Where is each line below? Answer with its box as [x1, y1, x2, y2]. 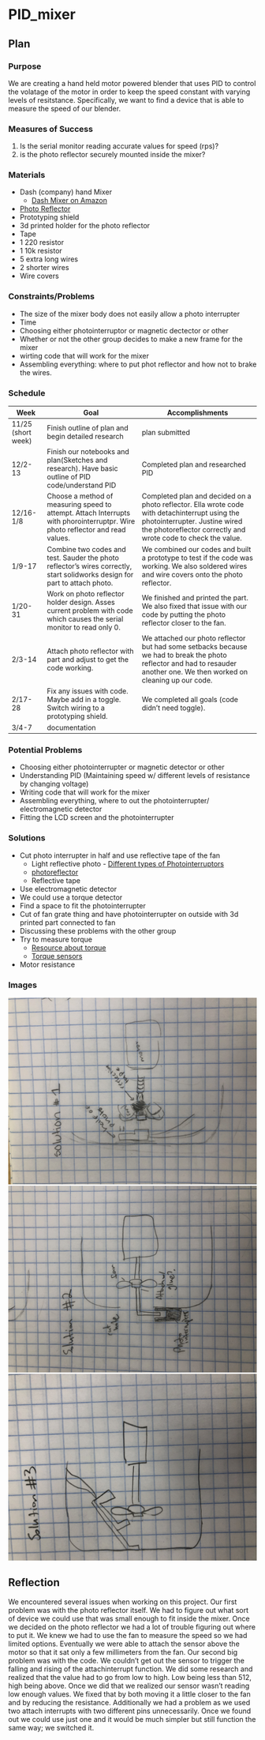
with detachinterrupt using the [141, 508, 240, 518]
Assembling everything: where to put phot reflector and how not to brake [19, 359, 257, 369]
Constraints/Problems [8, 291, 95, 302]
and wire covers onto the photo [141, 569, 243, 579]
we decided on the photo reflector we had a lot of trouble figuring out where [8, 1622, 256, 1632]
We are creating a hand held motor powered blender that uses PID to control [8, 78, 256, 88]
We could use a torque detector [19, 893, 123, 902]
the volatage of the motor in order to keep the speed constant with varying [8, 87, 251, 96]
